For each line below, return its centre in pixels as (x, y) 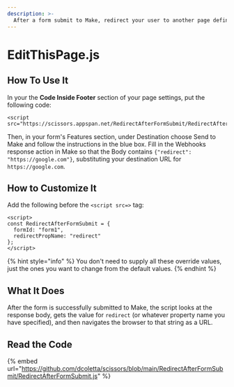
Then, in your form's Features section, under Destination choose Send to (111, 136)
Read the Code (40, 344)
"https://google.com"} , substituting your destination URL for (94, 159)
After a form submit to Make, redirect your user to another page (112, 20)
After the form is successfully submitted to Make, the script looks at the (110, 307)
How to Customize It (52, 188)
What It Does (36, 291)
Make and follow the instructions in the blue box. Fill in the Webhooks (107, 144)
